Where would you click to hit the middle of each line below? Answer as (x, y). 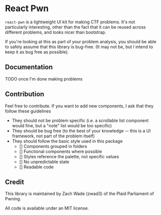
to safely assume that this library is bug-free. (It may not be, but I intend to (79, 47)
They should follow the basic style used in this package (67, 141)
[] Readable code (37, 167)
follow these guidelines (28, 111)
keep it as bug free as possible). (37, 52)
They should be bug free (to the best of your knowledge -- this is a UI (81, 131)
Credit (15, 182)
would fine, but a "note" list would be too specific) (62, 125)
